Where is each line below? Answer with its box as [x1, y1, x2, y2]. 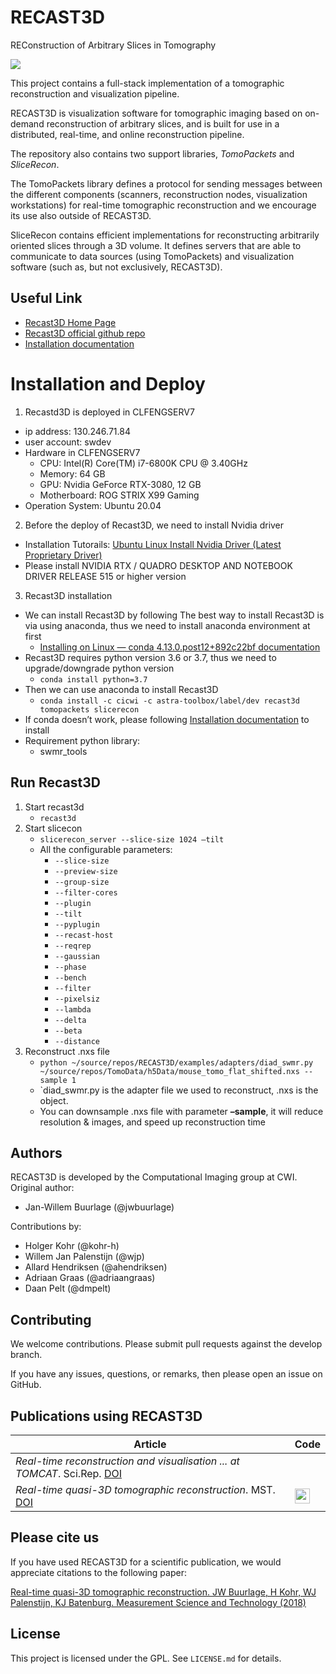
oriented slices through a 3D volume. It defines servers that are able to [10, 239, 302, 251]
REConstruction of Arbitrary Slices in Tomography [10, 39, 217, 51]
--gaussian [54, 951, 100, 961]
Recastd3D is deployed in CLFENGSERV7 [24, 406, 195, 418]
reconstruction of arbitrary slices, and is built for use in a [46, 117, 280, 130]
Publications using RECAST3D [10, 1407, 203, 1425]
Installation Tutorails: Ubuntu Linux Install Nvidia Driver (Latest [24, 538, 282, 550]
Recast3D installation [24, 589, 113, 601]
